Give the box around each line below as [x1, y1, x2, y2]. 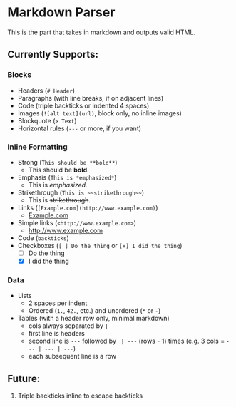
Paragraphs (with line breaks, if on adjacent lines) [17, 93, 164, 102]
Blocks [7, 70, 32, 80]
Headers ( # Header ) [17, 86, 76, 95]
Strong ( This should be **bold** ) [17, 158, 118, 166]
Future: [7, 372, 41, 385]
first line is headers [28, 329, 86, 338]
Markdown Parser [7, 4, 116, 21]
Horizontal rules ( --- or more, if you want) [17, 124, 141, 133]
